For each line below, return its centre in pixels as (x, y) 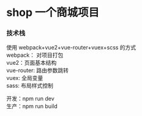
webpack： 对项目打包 (35, 55)
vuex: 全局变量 (25, 78)
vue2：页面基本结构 (32, 63)
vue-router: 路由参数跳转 (38, 70)
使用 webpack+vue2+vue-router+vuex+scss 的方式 (71, 48)
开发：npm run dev (31, 99)
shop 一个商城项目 (53, 13)
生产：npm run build (32, 106)
